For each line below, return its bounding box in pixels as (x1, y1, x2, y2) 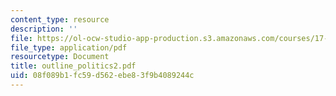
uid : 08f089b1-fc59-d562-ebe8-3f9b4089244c (10, 71, 195, 81)
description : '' (10, 24, 78, 34)
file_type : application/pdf (10, 42, 128, 53)
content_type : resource (10, 14, 110, 25)
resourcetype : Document (10, 52, 110, 62)
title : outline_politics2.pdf (10, 61, 137, 71)
